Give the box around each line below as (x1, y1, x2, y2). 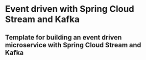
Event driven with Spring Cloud (5, 3, 135, 15)
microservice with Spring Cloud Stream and (5, 40, 141, 49)
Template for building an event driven (5, 33, 122, 41)
